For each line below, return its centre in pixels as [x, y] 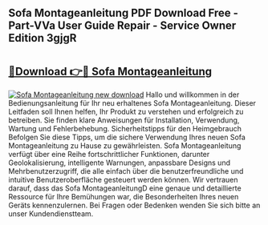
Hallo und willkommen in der [193, 94]
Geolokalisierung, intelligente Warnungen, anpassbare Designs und [120, 163]
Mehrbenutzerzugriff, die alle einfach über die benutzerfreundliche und [126, 171]
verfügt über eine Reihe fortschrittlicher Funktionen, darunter [109, 154]
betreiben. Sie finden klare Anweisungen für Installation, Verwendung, [124, 120]
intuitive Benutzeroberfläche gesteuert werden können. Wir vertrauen [123, 180]
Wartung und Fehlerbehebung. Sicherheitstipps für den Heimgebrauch [125, 129]
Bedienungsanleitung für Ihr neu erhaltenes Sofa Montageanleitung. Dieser [132, 103]
